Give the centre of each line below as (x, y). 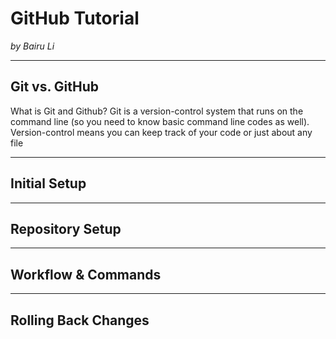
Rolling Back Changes (80, 320)
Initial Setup (48, 183)
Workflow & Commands (86, 274)
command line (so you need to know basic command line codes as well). (160, 121)
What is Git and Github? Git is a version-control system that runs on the (157, 111)
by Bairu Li (32, 46)
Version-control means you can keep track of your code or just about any (161, 132)
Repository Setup (66, 228)
